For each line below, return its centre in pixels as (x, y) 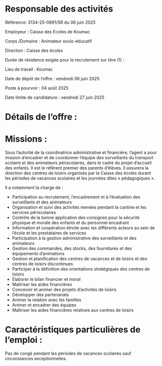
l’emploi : (24, 340)
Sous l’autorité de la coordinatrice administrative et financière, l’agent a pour (81, 152)
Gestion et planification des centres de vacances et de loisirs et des (80, 259)
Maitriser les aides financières (42, 285)
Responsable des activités (59, 9)
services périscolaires (34, 213)
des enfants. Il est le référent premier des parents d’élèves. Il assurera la (77, 168)
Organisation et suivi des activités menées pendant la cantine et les (79, 207)
